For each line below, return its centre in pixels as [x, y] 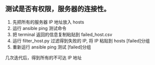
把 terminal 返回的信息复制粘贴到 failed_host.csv [62, 34]
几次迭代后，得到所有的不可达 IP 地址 [43, 57]
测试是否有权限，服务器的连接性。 [58, 9]
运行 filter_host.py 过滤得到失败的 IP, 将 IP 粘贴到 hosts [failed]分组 [81, 40]
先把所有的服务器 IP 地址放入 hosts [48, 22]
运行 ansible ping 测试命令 [39, 28]
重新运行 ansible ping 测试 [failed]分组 [51, 47]
